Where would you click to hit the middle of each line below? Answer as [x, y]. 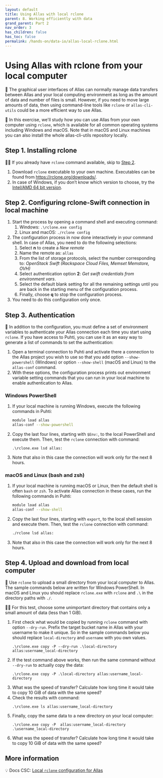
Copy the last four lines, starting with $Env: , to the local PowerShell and [83, 434]
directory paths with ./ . [29, 598]
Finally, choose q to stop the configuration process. [71, 295]
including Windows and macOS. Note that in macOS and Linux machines [78, 130]
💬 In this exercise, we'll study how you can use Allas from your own [72, 120]
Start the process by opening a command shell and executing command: [85, 222]
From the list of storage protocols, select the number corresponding [87, 258]
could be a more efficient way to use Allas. [60, 110]
